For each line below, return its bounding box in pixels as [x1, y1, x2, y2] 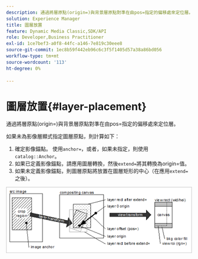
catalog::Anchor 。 [14, 153, 60, 160]
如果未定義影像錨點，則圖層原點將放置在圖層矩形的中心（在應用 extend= [14, 168, 189, 175]
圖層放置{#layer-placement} [6, 100, 147, 113]
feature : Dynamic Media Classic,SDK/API [6, 28, 107, 34]
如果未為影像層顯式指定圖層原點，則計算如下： [6, 133, 120, 140]
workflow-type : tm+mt [6, 53, 60, 59]
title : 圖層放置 [6, 22, 42, 28]
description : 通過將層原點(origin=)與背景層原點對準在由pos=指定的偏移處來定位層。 [6, 9, 193, 15]
